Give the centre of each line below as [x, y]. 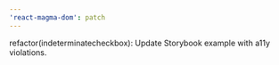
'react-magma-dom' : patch [57, 17]
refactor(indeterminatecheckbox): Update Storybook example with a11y [139, 43]
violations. [28, 52]
